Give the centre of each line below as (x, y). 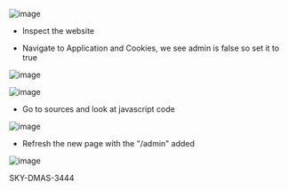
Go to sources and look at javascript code (98, 109)
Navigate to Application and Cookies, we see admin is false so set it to (151, 48)
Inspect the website (58, 31)
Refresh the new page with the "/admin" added (108, 143)
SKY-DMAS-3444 (42, 178)
